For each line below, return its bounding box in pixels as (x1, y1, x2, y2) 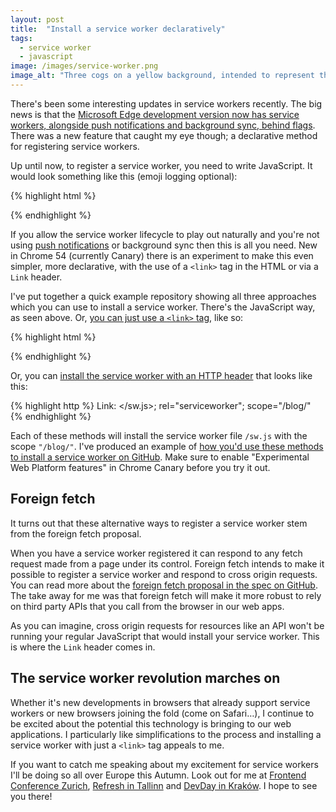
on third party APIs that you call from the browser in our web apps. (10, 600, 285, 612)
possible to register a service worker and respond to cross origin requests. (10, 568, 318, 580)
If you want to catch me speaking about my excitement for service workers (10, 758, 319, 770)
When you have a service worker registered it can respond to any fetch (10, 547, 303, 559)
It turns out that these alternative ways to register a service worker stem (10, 517, 308, 529)
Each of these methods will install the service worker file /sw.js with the (10, 429, 308, 441)
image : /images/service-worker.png (10, 61, 159, 71)
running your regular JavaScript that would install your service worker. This (10, 630, 320, 642)
